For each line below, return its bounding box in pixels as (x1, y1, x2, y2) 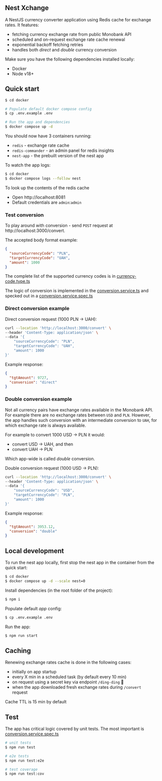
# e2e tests (5, 753, 29, 759)
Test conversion (5, 211, 44, 218)
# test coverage (5, 767, 38, 772)
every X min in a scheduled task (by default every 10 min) (12, 674, 127, 680)
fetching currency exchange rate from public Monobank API (12, 31, 132, 37)
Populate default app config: (5, 605, 62, 611)
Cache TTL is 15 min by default (5, 699, 67, 705)
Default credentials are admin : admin (12, 199, 82, 205)
